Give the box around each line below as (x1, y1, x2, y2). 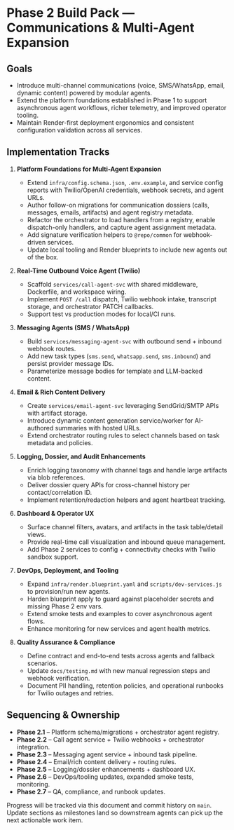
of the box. (27, 252, 59, 261)
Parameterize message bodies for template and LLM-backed (27, 367, 202, 375)
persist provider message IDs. (27, 359, 114, 367)
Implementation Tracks (6, 146, 110, 158)
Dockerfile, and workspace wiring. (27, 287, 127, 296)
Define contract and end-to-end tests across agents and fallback (27, 651, 215, 660)
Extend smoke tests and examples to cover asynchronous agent (27, 609, 212, 618)
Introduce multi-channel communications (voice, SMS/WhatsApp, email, (16, 81, 226, 89)
